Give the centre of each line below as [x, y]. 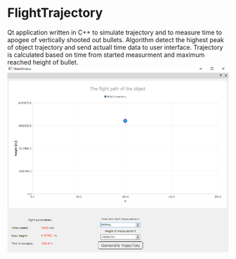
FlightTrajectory [55, 13]
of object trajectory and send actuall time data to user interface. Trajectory [115, 47]
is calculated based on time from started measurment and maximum [106, 55]
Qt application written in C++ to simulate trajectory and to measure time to [115, 32]
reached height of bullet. [43, 62]
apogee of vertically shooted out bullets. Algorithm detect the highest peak [116, 39]
